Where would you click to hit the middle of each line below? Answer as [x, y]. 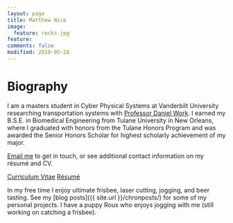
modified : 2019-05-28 [38, 53]
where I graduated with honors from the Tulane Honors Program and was [112, 127]
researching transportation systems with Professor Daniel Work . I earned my [116, 113]
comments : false [31, 46]
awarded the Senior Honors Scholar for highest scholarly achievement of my [116, 135]
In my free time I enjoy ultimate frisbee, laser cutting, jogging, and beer [109, 190]
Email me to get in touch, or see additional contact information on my [106, 156]
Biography [37, 87]
